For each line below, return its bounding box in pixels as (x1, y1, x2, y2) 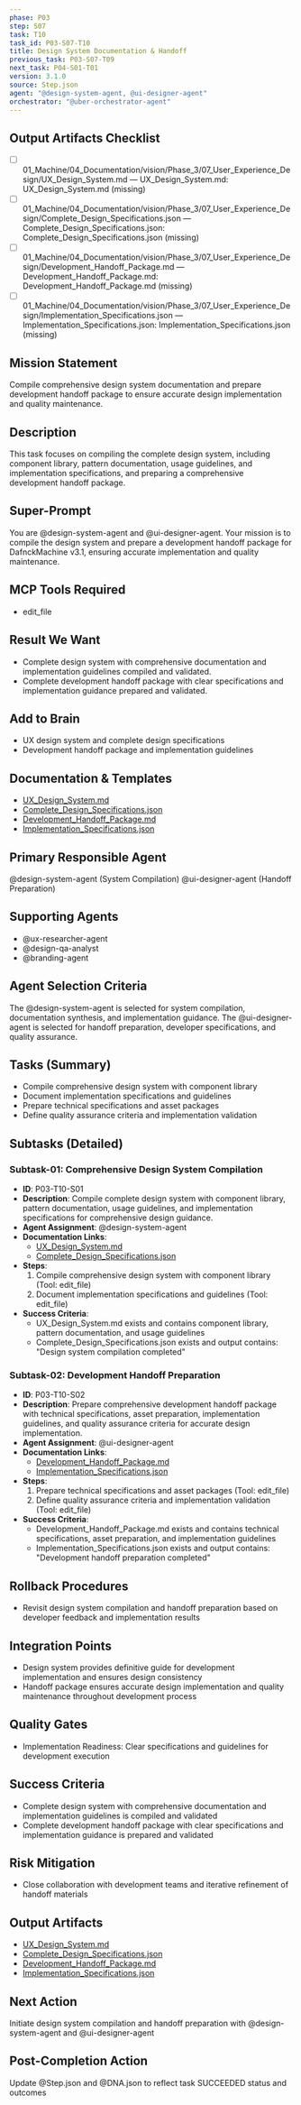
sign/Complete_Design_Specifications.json (22, 213, 182, 224)
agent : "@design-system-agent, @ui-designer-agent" (9, 88, 207, 97)
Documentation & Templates (9, 770, 173, 786)
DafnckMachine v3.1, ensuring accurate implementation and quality (9, 547, 260, 557)
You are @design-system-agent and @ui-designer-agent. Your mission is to (9, 527, 291, 538)
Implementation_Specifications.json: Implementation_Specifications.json (22, 319, 291, 330)
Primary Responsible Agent (9, 850, 167, 865)
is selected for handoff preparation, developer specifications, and (32, 1021, 277, 1033)
